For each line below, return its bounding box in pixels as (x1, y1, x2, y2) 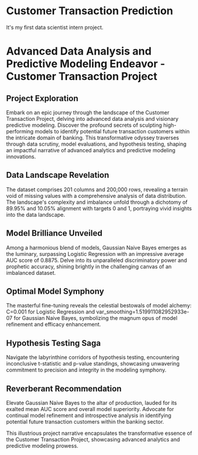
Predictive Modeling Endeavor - (6, 57, 165, 71)
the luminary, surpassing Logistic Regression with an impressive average (6, 250, 184, 257)
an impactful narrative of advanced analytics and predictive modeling (6, 146, 176, 153)
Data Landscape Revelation (6, 170, 110, 180)
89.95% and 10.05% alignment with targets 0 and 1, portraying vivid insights (6, 204, 192, 212)
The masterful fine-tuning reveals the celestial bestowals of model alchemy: (6, 302, 191, 309)
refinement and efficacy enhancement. (6, 321, 101, 328)
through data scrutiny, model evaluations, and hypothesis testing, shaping (6, 140, 187, 148)
